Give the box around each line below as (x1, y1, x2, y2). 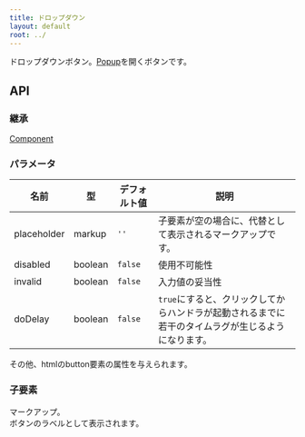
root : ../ (9, 30, 47, 39)
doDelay (14, 313, 50, 325)
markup (74, 228, 107, 241)
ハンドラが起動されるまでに (167, 306, 286, 319)
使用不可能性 (158, 259, 213, 272)
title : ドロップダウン (9, 13, 86, 23)
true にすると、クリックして (158, 293, 277, 305)
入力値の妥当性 (158, 276, 222, 289)
